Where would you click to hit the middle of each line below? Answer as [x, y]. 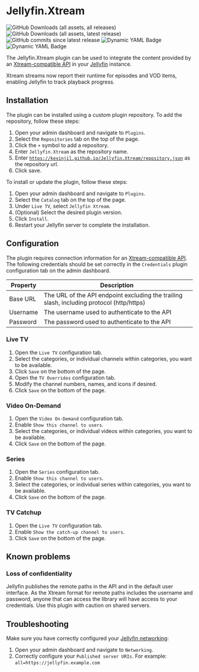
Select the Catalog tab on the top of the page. [70, 199]
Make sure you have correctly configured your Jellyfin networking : [87, 638]
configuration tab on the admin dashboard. [58, 270]
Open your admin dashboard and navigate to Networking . [84, 650]
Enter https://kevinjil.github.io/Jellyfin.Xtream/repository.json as [102, 158]
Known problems [38, 557]
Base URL [23, 299]
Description [117, 285]
